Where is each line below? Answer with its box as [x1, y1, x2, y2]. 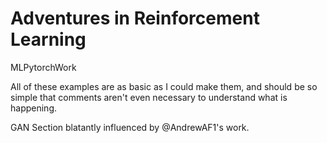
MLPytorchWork [10, 61, 77, 73]
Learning [10, 28, 87, 51]
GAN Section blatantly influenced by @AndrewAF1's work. [10, 121, 250, 133]
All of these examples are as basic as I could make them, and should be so [10, 80, 318, 92]
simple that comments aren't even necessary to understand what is [10, 91, 288, 103]
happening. [10, 102, 57, 114]
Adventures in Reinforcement [10, 7, 260, 30]
